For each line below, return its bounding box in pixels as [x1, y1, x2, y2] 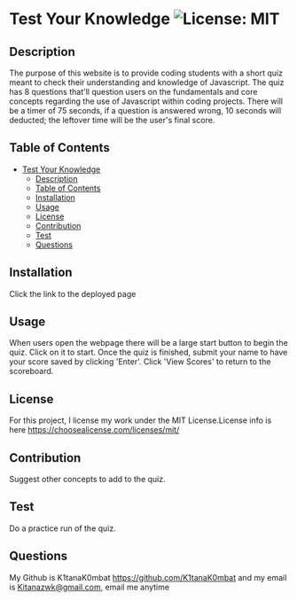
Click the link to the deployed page [9, 288, 137, 299]
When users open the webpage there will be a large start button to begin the [9, 338, 288, 348]
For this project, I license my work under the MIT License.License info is [9, 415, 272, 425]
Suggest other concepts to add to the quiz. [9, 474, 166, 485]
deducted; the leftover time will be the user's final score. [9, 115, 215, 125]
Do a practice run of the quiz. [9, 523, 117, 534]
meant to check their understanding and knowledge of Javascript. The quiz [9, 77, 285, 88]
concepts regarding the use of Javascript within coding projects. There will [9, 96, 284, 106]
